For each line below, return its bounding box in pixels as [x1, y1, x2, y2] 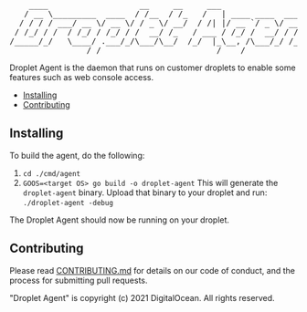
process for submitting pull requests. [9, 275, 148, 286]
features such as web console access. [9, 72, 154, 82]
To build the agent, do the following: [9, 150, 145, 161]
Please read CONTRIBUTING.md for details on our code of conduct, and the [9, 265, 295, 276]
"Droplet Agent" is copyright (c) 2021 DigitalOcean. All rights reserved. [9, 292, 276, 303]
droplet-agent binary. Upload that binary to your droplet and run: [22, 187, 268, 198]
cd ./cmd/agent [22, 169, 81, 178]
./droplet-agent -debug [22, 198, 114, 207]
